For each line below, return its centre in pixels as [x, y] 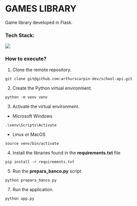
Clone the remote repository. [42, 70]
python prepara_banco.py [31, 180]
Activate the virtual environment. [46, 106]
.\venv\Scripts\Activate [31, 125]
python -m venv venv [27, 97]
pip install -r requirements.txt [40, 162]
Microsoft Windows [32, 116]
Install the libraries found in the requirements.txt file [66, 153]
